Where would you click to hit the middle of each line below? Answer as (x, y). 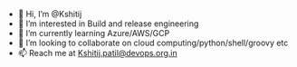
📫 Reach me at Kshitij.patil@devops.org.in (98, 53)
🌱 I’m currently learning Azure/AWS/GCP (94, 33)
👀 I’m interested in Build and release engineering (108, 24)
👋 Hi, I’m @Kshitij (50, 14)
